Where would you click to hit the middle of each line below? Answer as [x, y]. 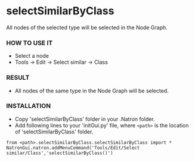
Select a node [32, 56]
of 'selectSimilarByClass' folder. [54, 132]
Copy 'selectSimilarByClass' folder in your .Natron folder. [85, 119]
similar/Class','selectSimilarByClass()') [60, 153]
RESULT [18, 77]
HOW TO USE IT [30, 43]
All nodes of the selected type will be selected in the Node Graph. [87, 27]
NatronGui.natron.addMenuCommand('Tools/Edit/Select [73, 148]
